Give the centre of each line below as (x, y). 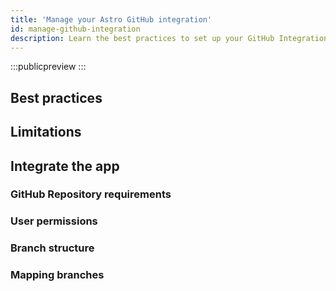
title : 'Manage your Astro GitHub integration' (111, 19)
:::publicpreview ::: (48, 67)
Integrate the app (65, 166)
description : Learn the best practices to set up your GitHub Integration (169, 38)
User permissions (54, 221)
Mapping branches (57, 275)
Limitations (46, 132)
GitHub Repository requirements (91, 194)
